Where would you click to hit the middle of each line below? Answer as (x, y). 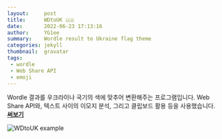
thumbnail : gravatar (38, 52)
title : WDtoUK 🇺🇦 (41, 20)
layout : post (32, 13)
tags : (15, 58)
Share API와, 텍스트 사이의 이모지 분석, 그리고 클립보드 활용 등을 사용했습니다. (111, 106)
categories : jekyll (35, 45)
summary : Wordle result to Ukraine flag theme (79, 39)
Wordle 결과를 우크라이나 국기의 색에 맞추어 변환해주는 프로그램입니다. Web (109, 97)
